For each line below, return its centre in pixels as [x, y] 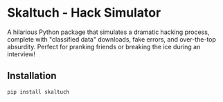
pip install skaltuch [38, 92]
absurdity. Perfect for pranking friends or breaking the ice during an [104, 46]
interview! [21, 54]
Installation [32, 76]
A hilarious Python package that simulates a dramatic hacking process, [108, 32]
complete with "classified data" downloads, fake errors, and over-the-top [112, 39]
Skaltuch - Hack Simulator [84, 13]
